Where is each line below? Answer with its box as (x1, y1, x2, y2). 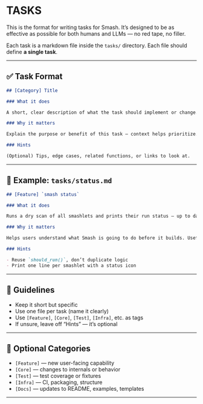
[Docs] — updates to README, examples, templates (14, 385, 144, 393)
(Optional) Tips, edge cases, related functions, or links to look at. (6, 153, 190, 159)
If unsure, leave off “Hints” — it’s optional (14, 320, 118, 327)
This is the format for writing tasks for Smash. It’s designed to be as (6, 24, 175, 31)
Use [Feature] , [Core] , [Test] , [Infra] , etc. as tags (14, 314, 144, 321)
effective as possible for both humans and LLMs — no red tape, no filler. (6, 30, 186, 37)
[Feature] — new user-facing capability (14, 359, 115, 367)
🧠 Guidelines (6, 285, 55, 295)
